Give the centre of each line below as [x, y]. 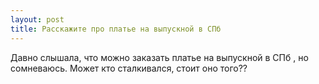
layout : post [37, 19]
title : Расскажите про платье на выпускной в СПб [116, 29]
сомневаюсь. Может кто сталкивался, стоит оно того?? [129, 68]
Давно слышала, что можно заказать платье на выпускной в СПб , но [159, 57]
